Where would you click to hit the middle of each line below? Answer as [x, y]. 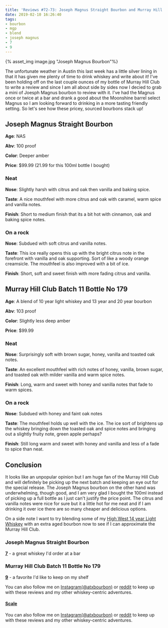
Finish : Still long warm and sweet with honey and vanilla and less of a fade [82, 444]
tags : [11, 19]
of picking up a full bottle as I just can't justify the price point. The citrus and [84, 498]
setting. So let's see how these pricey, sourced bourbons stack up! [74, 108]
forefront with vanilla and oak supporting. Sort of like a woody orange [77, 258]
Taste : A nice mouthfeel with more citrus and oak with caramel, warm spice [83, 199]
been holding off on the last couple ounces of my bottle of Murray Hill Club [82, 82]
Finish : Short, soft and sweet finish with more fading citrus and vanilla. [78, 273]
